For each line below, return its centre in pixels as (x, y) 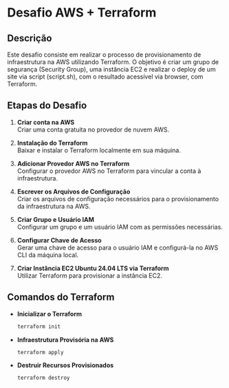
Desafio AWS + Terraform (82, 13)
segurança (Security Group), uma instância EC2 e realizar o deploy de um (111, 69)
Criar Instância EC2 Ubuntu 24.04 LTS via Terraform (93, 268)
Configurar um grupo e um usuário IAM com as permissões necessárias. (120, 227)
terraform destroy (43, 378)
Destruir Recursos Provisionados (65, 365)
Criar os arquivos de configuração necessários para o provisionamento (118, 198)
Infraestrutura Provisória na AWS (65, 340)
